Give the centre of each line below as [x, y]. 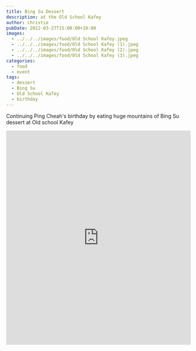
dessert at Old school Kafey [40, 122]
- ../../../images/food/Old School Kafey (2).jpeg [75, 50]
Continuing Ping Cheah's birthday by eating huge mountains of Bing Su [93, 116]
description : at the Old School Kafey [54, 17]
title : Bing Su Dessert [35, 11]
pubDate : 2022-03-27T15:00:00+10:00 [51, 28]
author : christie [27, 22]
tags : [13, 77]
